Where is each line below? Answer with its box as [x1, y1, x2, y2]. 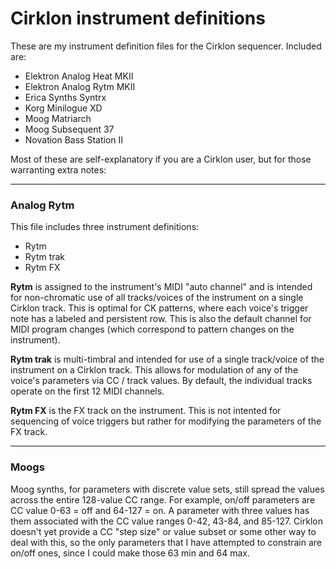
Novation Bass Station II [24, 133, 124, 146]
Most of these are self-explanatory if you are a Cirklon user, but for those [10, 153, 312, 165]
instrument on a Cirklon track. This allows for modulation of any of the [10, 364, 299, 376]
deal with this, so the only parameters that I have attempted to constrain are [10, 536, 323, 548]
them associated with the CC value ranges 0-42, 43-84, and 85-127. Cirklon [10, 515, 323, 527]
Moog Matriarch [24, 112, 92, 124]
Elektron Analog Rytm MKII [24, 80, 136, 92]
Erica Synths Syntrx [24, 91, 107, 103]
